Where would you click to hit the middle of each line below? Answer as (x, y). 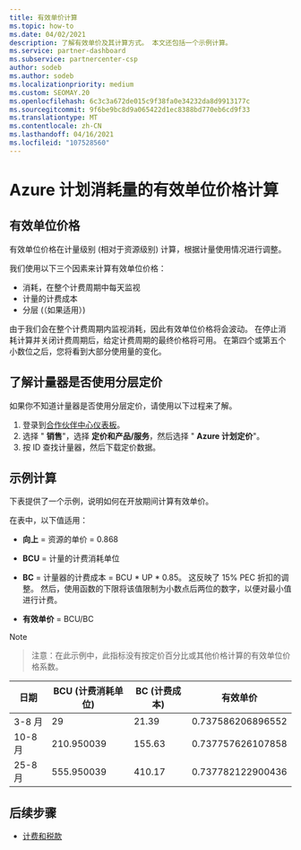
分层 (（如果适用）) (54, 310)
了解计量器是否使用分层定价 (86, 382)
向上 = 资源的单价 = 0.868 (70, 539)
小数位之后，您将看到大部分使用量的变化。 (88, 351)
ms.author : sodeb (42, 76)
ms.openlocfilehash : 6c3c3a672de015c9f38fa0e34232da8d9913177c (130, 101)
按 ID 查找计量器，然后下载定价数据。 (91, 447)
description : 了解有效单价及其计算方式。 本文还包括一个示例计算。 (121, 43)
